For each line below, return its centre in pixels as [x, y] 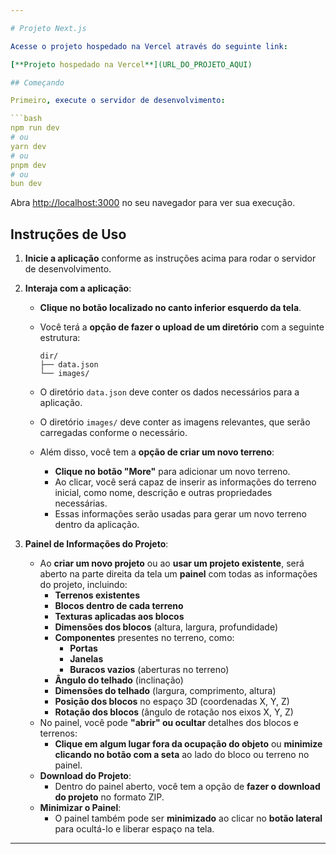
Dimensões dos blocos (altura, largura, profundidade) [166, 627]
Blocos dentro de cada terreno [119, 606]
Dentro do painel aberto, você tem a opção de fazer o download [187, 787]
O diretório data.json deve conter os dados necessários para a [169, 392]
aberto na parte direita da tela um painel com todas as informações [178, 574]
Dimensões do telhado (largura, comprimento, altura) [165, 691]
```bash [26, 119]
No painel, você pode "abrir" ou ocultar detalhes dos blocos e [169, 723]
